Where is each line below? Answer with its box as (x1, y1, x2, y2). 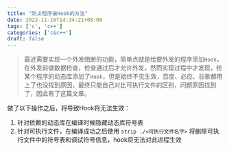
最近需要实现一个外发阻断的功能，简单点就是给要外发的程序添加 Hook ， (23, 55, 223, 64)
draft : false (7, 36, 45, 42)
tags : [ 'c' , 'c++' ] (7, 23, 63, 29)
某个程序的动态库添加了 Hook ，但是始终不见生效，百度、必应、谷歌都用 (23, 73, 223, 81)
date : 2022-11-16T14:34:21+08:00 (7, 16, 103, 23)
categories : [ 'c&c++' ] (7, 29, 72, 36)
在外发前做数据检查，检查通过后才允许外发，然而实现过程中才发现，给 (23, 64, 223, 72)
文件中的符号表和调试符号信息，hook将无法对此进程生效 (23, 136, 182, 144)
